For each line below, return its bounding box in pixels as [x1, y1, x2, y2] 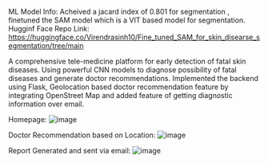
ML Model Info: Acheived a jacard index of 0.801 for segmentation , [8, 7, 230, 16]
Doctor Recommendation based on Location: [8, 130, 156, 140]
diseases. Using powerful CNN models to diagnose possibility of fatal [8, 65, 238, 75]
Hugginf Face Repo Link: [8, 24, 90, 33]
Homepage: [8, 115, 47, 124]
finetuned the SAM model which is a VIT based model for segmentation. [8, 15, 246, 25]
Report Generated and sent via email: [8, 146, 131, 155]
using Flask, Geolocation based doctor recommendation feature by [8, 82, 230, 92]
